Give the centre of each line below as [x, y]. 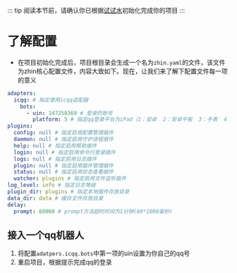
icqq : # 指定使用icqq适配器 [51, 100]
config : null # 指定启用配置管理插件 [64, 133]
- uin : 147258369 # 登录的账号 [69, 113]
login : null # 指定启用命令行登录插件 [65, 152]
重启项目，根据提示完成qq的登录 [65, 262]
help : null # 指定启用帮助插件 [55, 146]
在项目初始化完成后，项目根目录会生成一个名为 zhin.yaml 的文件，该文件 [121, 62]
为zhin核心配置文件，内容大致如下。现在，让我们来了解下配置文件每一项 [122, 71]
